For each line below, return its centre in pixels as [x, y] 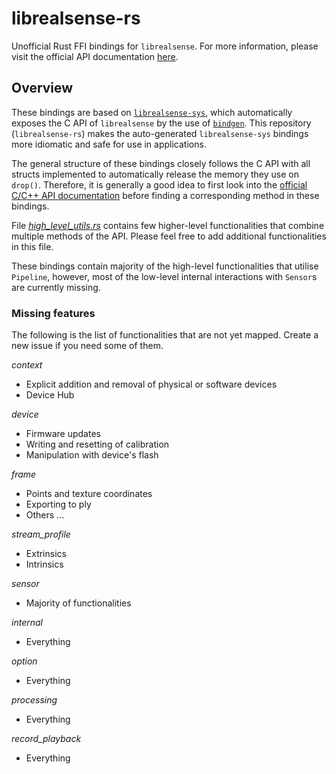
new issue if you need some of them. [87, 346]
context [27, 365]
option [24, 661]
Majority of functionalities [78, 603]
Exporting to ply [58, 504]
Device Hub [50, 395]
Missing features [53, 313]
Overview [42, 88]
